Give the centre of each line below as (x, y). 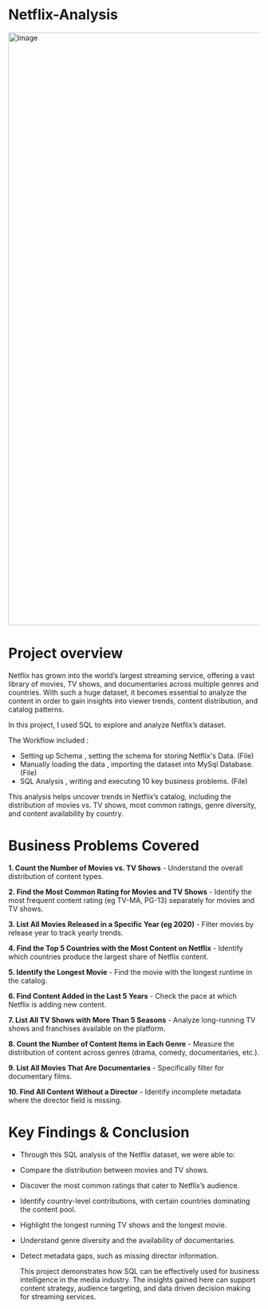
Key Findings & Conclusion (99, 1132)
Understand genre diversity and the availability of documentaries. (128, 1240)
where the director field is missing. (65, 1100)
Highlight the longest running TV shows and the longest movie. (123, 1224)
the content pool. (48, 1209)
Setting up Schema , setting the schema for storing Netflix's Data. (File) (137, 755)
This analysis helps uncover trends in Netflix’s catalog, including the (120, 796)
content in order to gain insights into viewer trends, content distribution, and (133, 700)
